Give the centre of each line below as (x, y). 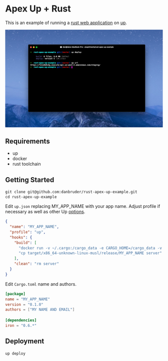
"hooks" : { (21, 237)
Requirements (27, 141)
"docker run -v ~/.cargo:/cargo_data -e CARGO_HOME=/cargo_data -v (90, 248)
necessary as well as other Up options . (45, 212)
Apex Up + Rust (38, 9)
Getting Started (30, 179)
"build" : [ (25, 243)
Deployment (25, 341)
